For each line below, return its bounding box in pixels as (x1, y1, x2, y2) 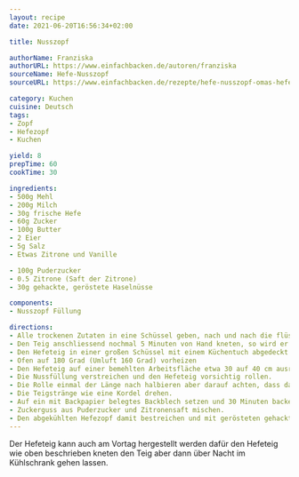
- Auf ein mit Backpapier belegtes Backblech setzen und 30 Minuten (9, 397, 269, 406)
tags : (9, 110, 29, 120)
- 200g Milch (9, 201, 58, 210)
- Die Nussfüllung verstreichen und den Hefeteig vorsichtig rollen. (9, 372, 273, 382)
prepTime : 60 (9, 160, 58, 169)
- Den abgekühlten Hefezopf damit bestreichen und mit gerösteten (9, 414, 261, 423)
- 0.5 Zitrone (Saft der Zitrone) (9, 274, 138, 283)
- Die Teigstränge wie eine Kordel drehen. (9, 389, 174, 398)
